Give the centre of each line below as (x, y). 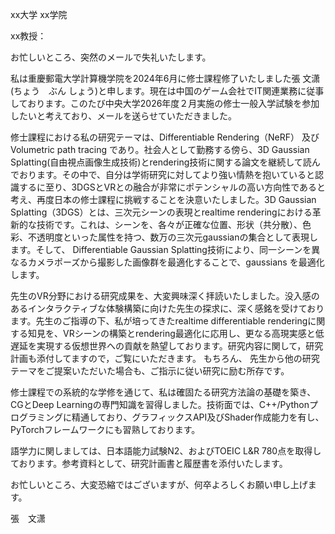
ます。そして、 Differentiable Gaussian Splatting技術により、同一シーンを (161, 249)
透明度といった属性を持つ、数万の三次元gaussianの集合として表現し (177, 237)
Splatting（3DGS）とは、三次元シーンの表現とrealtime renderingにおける (161, 212)
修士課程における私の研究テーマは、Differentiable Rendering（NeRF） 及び (165, 137)
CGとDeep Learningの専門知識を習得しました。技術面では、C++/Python (160, 404)
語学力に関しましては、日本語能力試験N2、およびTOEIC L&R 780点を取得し (166, 451)
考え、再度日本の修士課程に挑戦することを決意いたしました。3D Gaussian (163, 199)
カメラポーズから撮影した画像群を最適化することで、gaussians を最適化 (176, 262)
